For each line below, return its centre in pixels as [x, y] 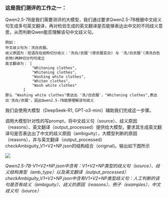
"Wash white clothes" [54, 86]
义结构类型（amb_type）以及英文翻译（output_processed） [67, 172]
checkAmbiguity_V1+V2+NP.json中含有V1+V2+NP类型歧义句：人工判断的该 [82, 179]
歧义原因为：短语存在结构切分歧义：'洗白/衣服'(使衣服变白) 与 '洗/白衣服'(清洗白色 [82, 53]
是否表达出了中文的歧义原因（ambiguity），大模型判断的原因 [75, 134]
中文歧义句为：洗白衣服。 [27, 48]
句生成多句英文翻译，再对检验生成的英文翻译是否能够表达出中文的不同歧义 [82, 26]
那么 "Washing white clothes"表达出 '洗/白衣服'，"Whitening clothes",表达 [81, 95]
